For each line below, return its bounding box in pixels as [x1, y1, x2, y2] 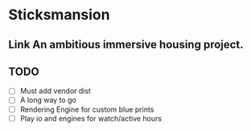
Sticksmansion [8, 6, 110, 24]
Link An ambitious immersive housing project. [8, 38, 244, 51]
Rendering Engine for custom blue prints [19, 104, 154, 114]
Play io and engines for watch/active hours [19, 113, 163, 123]
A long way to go [19, 95, 76, 105]
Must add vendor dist [19, 86, 91, 96]
